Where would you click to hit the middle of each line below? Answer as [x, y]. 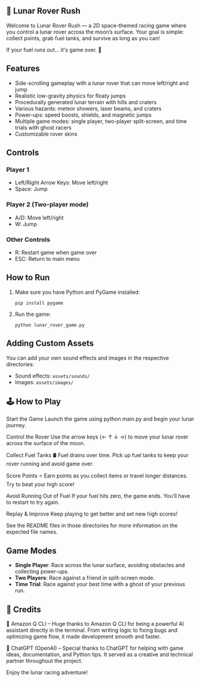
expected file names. [32, 532]
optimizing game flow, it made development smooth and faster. [84, 636]
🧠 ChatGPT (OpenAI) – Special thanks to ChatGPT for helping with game [95, 648]
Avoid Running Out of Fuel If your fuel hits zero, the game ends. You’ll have [98, 496]
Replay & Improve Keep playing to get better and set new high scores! [92, 514]
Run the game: [33, 314]
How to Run [28, 278]
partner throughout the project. [44, 660]
